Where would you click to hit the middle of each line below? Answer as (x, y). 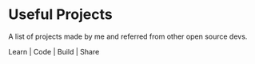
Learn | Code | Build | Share (54, 51)
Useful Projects (61, 15)
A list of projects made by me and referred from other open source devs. (128, 36)
